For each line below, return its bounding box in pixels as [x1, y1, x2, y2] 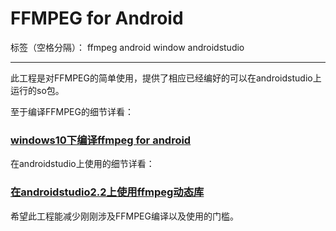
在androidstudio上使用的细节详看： [10, 158, 155, 170]
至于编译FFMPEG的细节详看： [10, 105, 134, 117]
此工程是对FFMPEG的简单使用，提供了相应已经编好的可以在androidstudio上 [10, 72, 322, 84]
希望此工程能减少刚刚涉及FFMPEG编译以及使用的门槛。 [10, 210, 239, 222]
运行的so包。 [10, 84, 65, 96]
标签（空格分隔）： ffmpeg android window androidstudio [10, 41, 245, 53]
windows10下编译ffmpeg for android [10, 133, 192, 147]
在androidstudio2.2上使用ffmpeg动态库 [10, 185, 205, 199]
